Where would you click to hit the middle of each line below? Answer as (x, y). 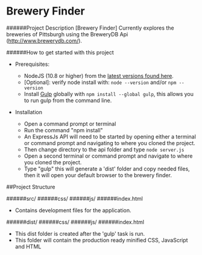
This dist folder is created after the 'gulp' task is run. (80, 233)
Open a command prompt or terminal (70, 124)
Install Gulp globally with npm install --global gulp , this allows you (109, 94)
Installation (29, 112)
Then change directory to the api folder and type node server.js (104, 149)
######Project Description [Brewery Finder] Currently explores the (90, 28)
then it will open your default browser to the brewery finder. (98, 175)
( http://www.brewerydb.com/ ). (44, 40)
